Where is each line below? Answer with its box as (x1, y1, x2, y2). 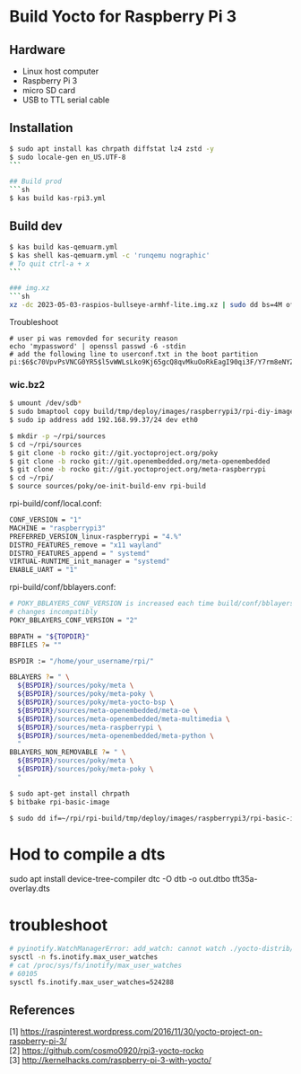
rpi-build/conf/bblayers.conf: (9, 582, 116, 593)
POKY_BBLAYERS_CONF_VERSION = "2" (9, 615, 139, 625)
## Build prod (9, 177, 63, 186)
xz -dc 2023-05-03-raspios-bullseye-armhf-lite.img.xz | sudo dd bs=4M (9, 301, 282, 310)
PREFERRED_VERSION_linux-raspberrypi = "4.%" (9, 532, 182, 541)
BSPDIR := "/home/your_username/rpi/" (9, 656, 154, 665)
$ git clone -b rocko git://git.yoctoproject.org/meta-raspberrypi (9, 465, 267, 474)
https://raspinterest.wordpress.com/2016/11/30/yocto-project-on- (20, 1026, 262, 1037)
